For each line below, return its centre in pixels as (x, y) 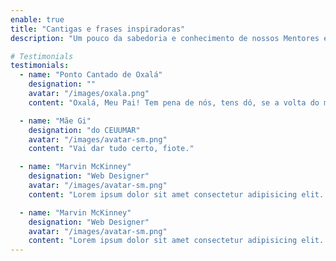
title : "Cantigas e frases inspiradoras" (98, 29)
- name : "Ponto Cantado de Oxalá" (91, 75)
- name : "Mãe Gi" (55, 121)
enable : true (37, 19)
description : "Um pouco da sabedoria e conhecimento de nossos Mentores (165, 38)
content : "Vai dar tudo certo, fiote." (111, 149)
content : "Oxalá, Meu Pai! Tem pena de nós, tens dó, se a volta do (174, 102)
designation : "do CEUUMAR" (84, 130)
